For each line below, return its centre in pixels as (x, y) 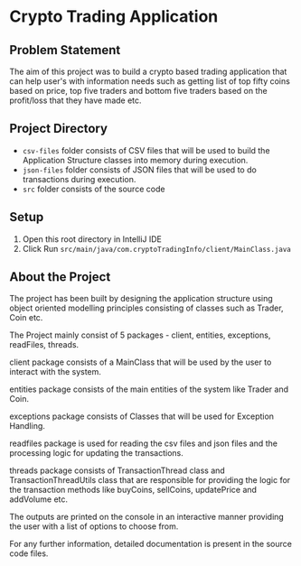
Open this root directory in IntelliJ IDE (92, 239)
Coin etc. (26, 318)
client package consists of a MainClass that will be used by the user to (141, 362)
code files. (29, 553)
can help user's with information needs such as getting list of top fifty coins (150, 81)
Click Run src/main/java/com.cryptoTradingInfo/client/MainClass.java (156, 248)
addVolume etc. (39, 499)
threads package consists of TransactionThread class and (118, 470)
